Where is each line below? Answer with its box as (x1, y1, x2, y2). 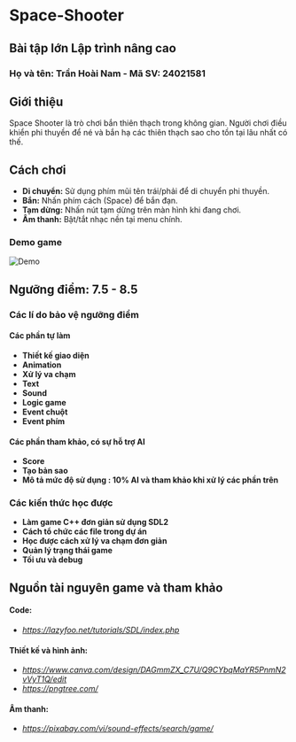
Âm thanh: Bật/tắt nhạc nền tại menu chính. (21, 214, 183, 225)
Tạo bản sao (21, 466, 68, 476)
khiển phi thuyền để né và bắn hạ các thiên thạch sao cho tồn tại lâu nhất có (9, 128, 288, 138)
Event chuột (21, 406, 68, 417)
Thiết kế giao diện (21, 350, 90, 360)
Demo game (9, 236, 62, 249)
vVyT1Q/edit (21, 674, 67, 684)
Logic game (21, 397, 66, 407)
